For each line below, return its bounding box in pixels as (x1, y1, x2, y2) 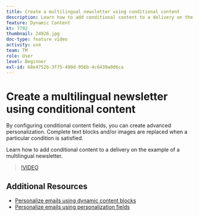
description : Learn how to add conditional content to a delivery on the (6, 14, 194, 20)
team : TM (6, 48, 28, 54)
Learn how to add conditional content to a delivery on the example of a (6, 146, 180, 154)
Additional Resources (6, 181, 88, 191)
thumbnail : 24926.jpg (6, 31, 60, 37)
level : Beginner (6, 58, 46, 64)
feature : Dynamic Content (6, 20, 70, 26)
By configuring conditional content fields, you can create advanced (6, 122, 172, 129)
